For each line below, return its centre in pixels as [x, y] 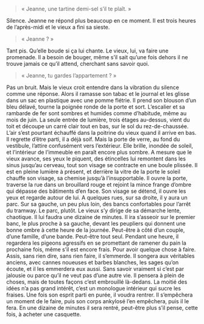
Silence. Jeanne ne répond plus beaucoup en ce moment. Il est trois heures [101, 20]
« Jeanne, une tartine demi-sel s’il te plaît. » [76, 9]
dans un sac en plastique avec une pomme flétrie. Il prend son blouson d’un [101, 100]
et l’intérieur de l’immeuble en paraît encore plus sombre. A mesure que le [99, 152]
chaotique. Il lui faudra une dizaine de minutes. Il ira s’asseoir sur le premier [101, 217]
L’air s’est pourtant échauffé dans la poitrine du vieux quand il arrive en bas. [101, 133]
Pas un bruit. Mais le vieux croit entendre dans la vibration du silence [93, 87]
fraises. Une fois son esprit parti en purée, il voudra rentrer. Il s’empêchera [100, 295]
